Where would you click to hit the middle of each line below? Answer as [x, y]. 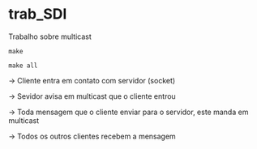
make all [23, 66]
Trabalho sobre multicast [50, 36]
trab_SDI [38, 14]
